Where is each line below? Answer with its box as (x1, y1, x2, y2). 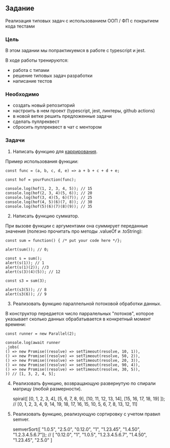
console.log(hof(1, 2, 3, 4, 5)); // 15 (5, 186, 93, 191)
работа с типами (12, 67, 50, 73)
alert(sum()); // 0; (5, 247, 50, 252)
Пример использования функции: (5, 158, 79, 164)
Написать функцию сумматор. (12, 213, 79, 219)
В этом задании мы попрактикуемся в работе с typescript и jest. (5, 47, 146, 54)
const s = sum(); (5, 256, 42, 261)
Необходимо (5, 91, 39, 98)
